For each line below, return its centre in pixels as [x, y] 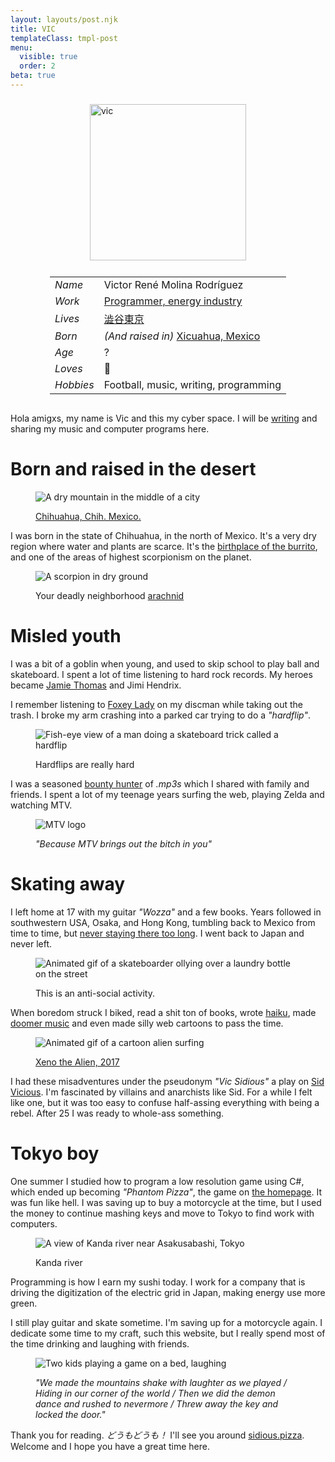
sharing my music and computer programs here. [110, 429]
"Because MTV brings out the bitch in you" [124, 843]
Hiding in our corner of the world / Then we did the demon [155, 1393]
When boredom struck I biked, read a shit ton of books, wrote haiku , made [163, 1012]
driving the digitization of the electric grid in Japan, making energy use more [168, 1292]
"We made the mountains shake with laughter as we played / [161, 1382]
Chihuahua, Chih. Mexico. [88, 516]
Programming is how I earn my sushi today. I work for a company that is [158, 1282]
